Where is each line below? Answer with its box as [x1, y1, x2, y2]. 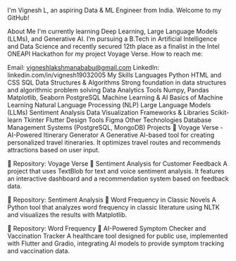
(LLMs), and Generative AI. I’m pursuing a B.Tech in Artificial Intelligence [7, 35, 217, 43]
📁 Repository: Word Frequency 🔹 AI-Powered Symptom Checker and [7, 224, 206, 232]
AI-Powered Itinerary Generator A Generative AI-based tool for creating [7, 130, 215, 139]
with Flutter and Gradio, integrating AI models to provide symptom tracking [7, 239, 224, 248]
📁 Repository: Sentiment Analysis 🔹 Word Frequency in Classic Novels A [7, 195, 216, 204]
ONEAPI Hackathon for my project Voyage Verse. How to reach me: [7, 49, 203, 58]
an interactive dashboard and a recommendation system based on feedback [7, 174, 229, 183]
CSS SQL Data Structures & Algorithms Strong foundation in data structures [7, 78, 227, 87]
